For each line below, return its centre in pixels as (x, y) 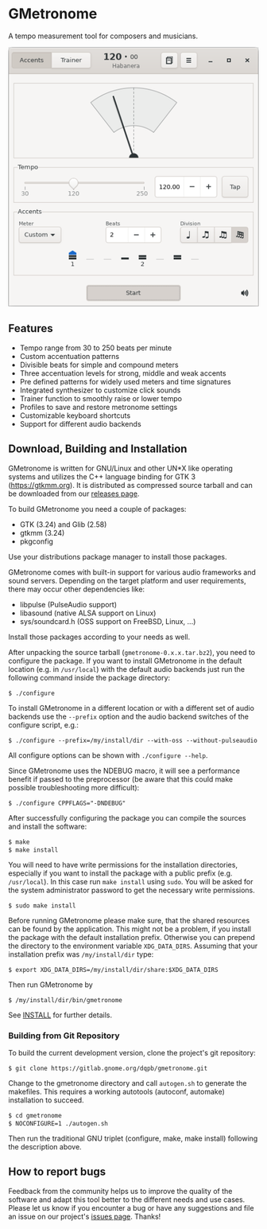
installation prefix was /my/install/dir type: (81, 954)
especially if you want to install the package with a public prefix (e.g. (120, 873)
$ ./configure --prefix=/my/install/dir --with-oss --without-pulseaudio (133, 740)
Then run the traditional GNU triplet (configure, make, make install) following (133, 1138)
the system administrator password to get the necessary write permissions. (132, 890)
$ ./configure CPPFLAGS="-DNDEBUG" (67, 803)
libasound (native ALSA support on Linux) (88, 613)
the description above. (45, 1146)
